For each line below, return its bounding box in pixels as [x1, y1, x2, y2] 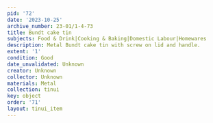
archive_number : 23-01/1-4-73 [7, 23, 94, 29]
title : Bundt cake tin [7, 29, 72, 36]
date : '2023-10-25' [7, 16, 63, 23]
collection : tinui [7, 86, 60, 93]
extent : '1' [7, 49, 41, 55]
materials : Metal [7, 80, 57, 87]
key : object [7, 93, 41, 100]
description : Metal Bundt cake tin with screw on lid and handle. [7, 42, 201, 49]
